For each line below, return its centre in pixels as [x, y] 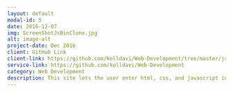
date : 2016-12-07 [32, 26]
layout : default [31, 13]
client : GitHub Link [37, 53]
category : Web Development [46, 71]
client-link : [26, 59]
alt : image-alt [29, 39]
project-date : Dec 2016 [42, 46]
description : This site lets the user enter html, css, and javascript [113, 78]
